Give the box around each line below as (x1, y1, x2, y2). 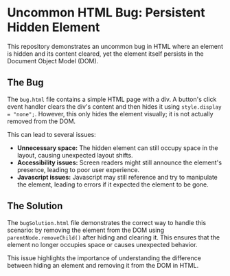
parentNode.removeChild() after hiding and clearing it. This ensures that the (7, 233, 220, 242)
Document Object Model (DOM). (7, 56, 99, 65)
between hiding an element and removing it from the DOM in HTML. (7, 261, 199, 269)
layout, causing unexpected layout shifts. (16, 151, 133, 159)
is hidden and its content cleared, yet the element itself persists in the (7, 50, 204, 58)
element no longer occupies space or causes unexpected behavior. (7, 240, 198, 248)
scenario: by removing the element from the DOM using (7, 226, 165, 234)
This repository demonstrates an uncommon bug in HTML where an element (7, 42, 223, 50)
